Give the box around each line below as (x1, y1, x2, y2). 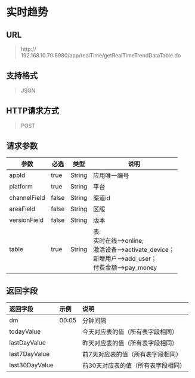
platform (9, 182, 33, 191)
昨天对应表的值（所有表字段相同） (82, 339, 178, 347)
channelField (9, 194, 46, 202)
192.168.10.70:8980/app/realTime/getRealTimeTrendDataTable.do (20, 52, 181, 59)
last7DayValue (9, 350, 50, 358)
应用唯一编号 (93, 172, 129, 180)
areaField (9, 205, 36, 213)
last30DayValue (9, 361, 54, 370)
